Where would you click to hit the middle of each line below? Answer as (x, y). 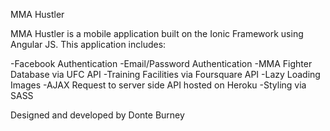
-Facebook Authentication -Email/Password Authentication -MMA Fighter (161, 63)
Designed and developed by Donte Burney (97, 115)
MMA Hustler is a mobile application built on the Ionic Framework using (157, 33)
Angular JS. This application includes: (88, 44)
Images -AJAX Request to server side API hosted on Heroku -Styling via (158, 85)
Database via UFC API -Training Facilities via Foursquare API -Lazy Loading (165, 74)
